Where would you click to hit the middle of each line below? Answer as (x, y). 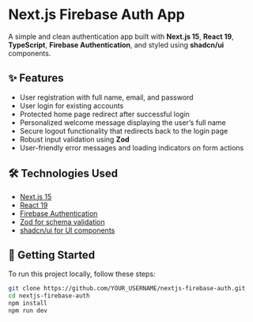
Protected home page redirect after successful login (104, 114)
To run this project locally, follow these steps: (82, 274)
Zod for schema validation (62, 222)
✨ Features (36, 78)
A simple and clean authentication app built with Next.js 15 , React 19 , (121, 36)
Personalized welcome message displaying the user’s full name (123, 122)
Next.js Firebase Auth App (97, 15)
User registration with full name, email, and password (106, 97)
